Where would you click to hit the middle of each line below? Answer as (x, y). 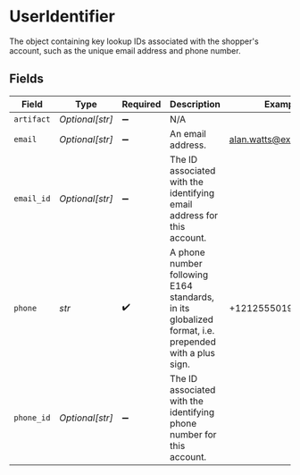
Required (142, 104)
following (188, 275)
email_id (32, 198)
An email (188, 133)
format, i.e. (192, 330)
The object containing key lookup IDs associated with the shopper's (134, 41)
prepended (192, 342)
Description (195, 104)
